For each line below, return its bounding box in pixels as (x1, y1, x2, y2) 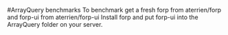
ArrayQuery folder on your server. (7, 21, 103, 28)
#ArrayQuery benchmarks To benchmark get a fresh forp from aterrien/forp (7, 6, 222, 14)
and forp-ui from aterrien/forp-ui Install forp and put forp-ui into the (7, 13, 198, 21)
